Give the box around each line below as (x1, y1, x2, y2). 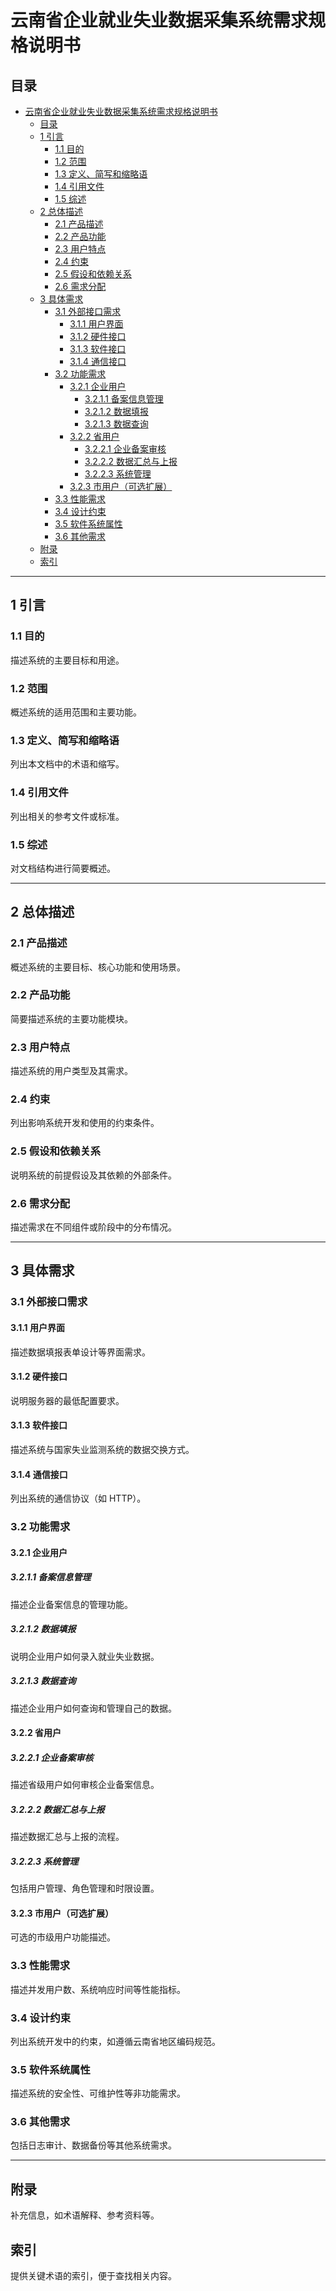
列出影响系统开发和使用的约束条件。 (10, 1117, 160, 1129)
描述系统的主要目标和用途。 (10, 654, 125, 666)
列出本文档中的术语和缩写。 (10, 758, 125, 770)
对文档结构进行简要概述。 (10, 862, 116, 874)
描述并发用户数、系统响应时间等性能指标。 (10, 1983, 186, 1995)
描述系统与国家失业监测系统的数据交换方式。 (10, 1443, 195, 1455)
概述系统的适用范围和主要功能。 (10, 706, 142, 718)
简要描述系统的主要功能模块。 (10, 1012, 133, 1025)
